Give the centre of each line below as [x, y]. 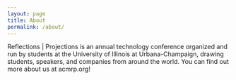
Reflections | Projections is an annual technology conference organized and [118, 47]
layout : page [26, 14]
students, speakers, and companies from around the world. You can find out [118, 62]
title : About [26, 20]
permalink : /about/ [36, 27]
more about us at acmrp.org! [49, 69]
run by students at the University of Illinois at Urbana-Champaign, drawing [116, 54]
